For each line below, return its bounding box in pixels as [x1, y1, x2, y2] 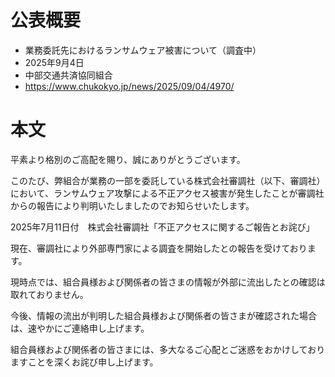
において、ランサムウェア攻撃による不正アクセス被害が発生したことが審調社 [10, 187, 325, 199]
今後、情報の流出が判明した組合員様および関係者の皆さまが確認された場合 [10, 309, 317, 321]
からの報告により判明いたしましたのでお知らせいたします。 [10, 199, 255, 211]
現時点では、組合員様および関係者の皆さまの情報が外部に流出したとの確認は [10, 276, 326, 288]
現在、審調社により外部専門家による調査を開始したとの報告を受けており [10, 242, 308, 254]
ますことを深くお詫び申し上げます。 [10, 356, 159, 368]
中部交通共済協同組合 [24, 69, 113, 81]
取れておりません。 [10, 288, 89, 300]
